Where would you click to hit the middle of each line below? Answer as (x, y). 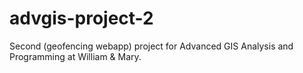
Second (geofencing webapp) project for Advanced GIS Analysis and (151, 46)
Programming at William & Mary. (75, 56)
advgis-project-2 (81, 18)
